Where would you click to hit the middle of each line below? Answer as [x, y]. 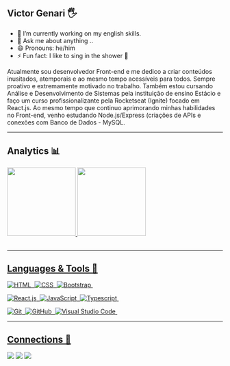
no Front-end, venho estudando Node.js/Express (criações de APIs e [104, 115]
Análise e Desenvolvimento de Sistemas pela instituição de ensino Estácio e [114, 93]
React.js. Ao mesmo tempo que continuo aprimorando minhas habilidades [111, 107]
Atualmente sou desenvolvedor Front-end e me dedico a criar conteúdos [110, 71]
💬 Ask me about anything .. [55, 40]
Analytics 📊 [34, 151]
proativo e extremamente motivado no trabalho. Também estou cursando [110, 86]
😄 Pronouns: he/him [46, 48]
